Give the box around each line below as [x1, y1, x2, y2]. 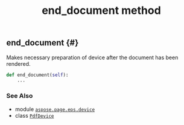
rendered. [6, 60, 31, 67]
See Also [6, 92, 33, 100]
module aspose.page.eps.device [14, 105, 95, 112]
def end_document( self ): [6, 72, 69, 78]
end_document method [42, 4, 161, 18]
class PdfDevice [14, 112, 54, 119]
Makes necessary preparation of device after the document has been [6, 54, 179, 61]
